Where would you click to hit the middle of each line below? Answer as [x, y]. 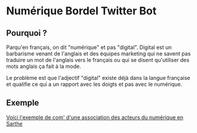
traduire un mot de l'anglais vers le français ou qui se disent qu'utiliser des [98, 60]
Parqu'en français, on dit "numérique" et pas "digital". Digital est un [89, 47]
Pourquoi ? [27, 33]
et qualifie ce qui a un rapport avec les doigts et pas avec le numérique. [94, 84]
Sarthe [14, 123]
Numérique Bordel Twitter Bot [81, 11]
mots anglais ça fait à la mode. [44, 66]
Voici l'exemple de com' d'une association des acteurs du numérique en [95, 117]
